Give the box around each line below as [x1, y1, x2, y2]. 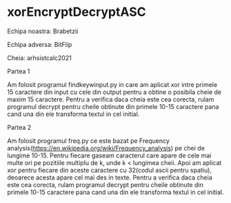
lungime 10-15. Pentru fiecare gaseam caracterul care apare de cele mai [7, 151, 212, 159]
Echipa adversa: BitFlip [7, 40, 72, 48]
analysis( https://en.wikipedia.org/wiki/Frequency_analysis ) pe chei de [7, 144, 205, 152]
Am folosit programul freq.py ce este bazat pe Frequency [7, 136, 170, 145]
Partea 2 [7, 123, 32, 131]
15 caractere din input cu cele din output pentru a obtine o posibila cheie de [7, 88, 222, 96]
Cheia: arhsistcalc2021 [7, 53, 72, 62]
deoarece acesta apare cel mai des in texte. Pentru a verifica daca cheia [7, 173, 212, 182]
